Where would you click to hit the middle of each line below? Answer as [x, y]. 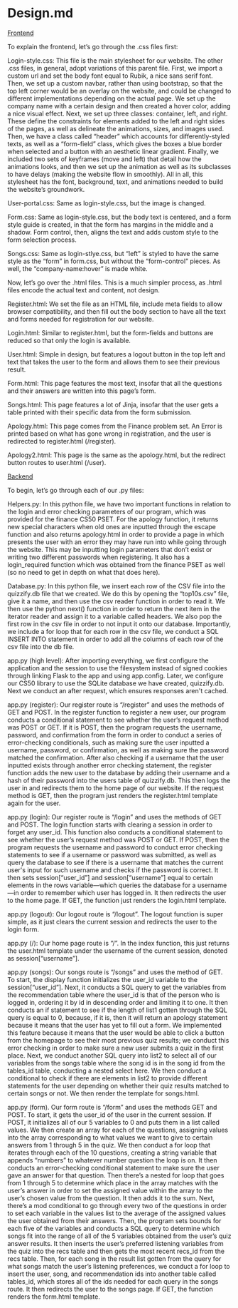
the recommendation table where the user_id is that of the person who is [114, 995]
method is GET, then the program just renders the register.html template [113, 795]
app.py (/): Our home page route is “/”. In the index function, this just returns [118, 943]
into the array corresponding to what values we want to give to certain [110, 1137]
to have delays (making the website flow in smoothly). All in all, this [106, 174]
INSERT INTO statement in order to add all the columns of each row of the [115, 639]
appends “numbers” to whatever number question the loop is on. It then [112, 1160]
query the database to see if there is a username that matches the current [115, 862]
